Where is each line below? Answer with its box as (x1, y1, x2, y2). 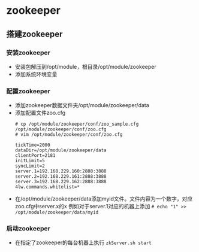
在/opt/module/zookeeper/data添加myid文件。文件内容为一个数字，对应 (14, 195, 193, 202)
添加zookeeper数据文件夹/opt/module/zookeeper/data (14, 102, 150, 109)
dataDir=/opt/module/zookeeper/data (14, 147, 107, 153)
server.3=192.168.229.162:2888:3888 (14, 179, 107, 185)
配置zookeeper (6, 87, 51, 95)
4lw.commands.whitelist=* (14, 184, 80, 190)
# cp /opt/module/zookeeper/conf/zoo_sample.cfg (14, 121, 139, 127)
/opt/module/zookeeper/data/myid (14, 210, 99, 215)
